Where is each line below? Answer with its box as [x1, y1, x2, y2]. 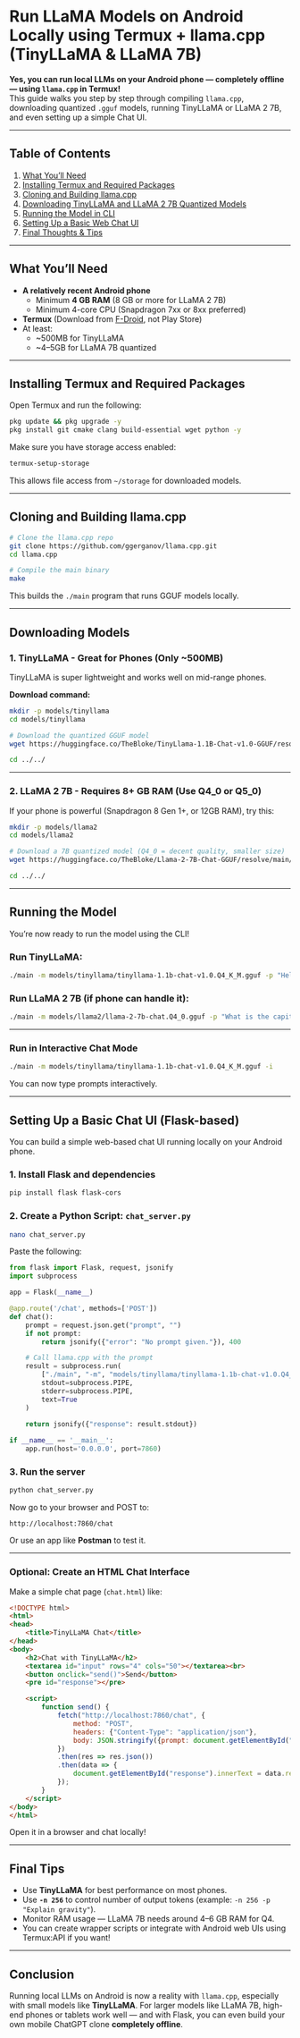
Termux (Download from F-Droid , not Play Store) [21, 313, 203, 324]
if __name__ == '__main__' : [9, 1436, 114, 1445]
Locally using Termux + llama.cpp [9, 25, 266, 46]
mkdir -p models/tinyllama [9, 706, 110, 715]
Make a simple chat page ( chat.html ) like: [9, 1586, 162, 1597]
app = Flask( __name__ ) [9, 1288, 94, 1298]
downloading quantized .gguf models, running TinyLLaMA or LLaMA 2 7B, [9, 102, 282, 113]
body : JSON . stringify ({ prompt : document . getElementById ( [72, 1736, 290, 1745]
